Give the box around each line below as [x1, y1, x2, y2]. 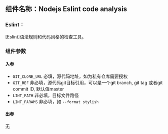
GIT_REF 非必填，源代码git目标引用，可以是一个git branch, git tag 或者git [12, 79, 163, 85]
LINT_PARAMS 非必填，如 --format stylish [12, 98, 99, 105]
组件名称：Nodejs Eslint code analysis [5, 5, 128, 14]
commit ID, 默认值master [12, 85, 64, 92]
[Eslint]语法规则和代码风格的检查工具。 [5, 33, 87, 39]
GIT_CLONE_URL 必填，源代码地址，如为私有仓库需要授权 [12, 73, 128, 79]
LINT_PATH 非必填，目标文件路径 [12, 92, 79, 98]
